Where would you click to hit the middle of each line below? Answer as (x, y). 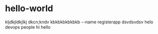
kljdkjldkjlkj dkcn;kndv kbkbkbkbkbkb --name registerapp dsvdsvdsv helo (79, 22)
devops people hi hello (28, 27)
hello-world (29, 8)
